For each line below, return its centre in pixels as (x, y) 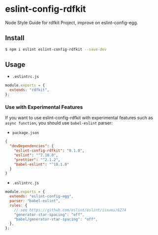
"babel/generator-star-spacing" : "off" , (56, 219)
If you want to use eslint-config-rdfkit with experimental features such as (79, 118)
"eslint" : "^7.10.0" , (36, 155)
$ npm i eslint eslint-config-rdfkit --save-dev (56, 49)
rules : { (18, 205)
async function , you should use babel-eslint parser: (59, 123)
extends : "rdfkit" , (30, 90)
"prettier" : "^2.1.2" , (37, 160)
